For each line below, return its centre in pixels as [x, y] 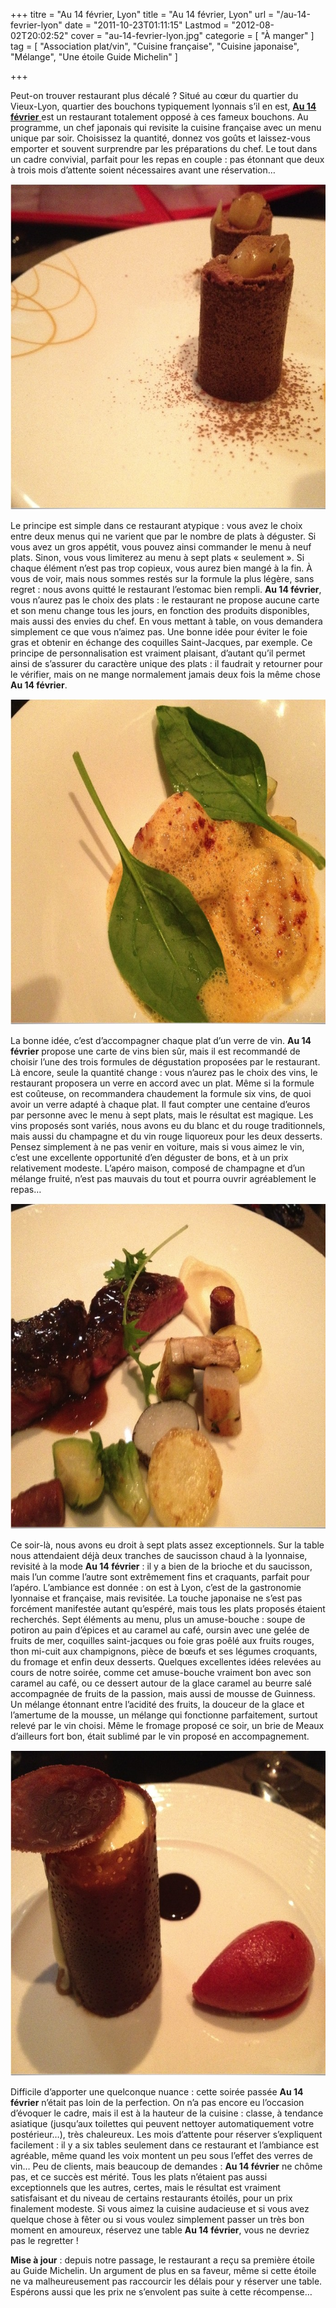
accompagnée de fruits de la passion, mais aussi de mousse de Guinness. [163, 1693]
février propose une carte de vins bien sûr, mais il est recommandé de [155, 1051]
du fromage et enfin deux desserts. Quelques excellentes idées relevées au [166, 1662]
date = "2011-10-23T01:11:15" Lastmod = [147, 25]
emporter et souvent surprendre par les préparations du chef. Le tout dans [164, 148]
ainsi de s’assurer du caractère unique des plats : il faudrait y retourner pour [166, 663]
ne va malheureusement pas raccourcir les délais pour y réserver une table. [166, 2281]
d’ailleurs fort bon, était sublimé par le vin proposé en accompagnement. [160, 1736]
